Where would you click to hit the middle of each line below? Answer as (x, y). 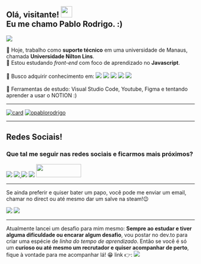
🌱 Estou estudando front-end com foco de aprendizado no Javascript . (93, 62)
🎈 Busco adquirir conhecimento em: (50, 76)
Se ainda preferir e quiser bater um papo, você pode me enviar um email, (96, 192)
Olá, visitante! (33, 15)
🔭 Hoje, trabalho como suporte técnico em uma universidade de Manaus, (97, 50)
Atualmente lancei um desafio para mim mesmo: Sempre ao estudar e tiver (99, 228)
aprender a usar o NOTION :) (42, 95)
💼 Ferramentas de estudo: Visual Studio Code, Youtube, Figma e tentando (97, 89)
